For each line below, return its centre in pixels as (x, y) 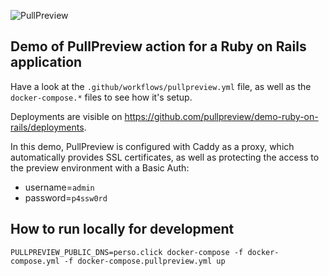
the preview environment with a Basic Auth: (100, 167)
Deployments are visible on (66, 116)
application (46, 62)
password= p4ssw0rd (66, 197)
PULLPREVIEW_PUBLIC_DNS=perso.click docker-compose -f (127, 252)
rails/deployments (47, 127)
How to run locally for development (122, 229)
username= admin (59, 187)
